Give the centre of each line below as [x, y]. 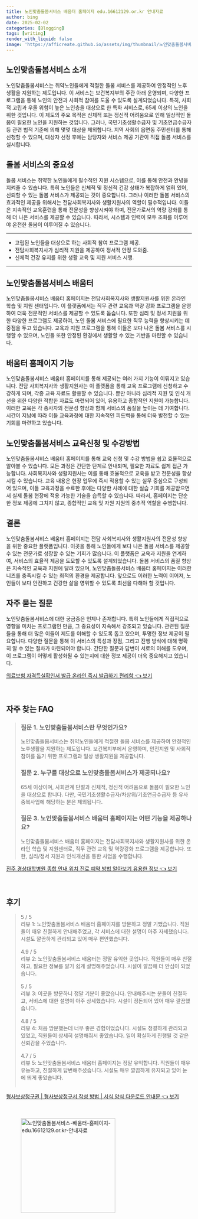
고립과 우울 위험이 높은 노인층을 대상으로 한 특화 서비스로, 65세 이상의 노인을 [100, 107]
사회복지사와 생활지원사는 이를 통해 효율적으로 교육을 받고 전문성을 [104, 473]
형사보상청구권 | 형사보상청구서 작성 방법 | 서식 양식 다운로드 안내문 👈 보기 [93, 1096]
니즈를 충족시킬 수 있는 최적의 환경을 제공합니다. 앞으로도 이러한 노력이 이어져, [96, 575]
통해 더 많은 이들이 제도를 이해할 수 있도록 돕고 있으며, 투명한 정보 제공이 [100, 633]
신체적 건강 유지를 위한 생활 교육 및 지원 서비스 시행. [74, 257]
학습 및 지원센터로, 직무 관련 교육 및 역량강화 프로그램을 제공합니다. [108, 849]
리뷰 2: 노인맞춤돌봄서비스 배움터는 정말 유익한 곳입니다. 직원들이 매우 [101, 959]
